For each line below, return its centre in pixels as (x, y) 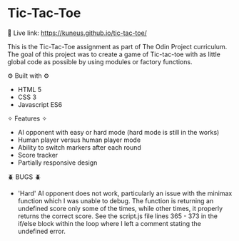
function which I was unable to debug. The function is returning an (116, 200)
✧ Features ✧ (27, 118)
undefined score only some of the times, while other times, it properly (120, 208)
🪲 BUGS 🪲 (24, 177)
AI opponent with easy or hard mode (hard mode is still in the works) (118, 132)
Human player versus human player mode (79, 140)
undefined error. (42, 231)
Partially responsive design (57, 163)
